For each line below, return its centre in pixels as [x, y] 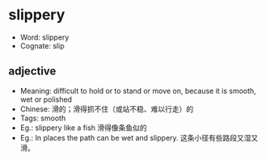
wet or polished [46, 99]
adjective [32, 72]
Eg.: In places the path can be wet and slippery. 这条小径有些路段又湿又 [139, 137]
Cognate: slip [42, 45]
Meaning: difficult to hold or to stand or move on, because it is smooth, [138, 91]
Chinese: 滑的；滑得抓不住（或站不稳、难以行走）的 [107, 109]
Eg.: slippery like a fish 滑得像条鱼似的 [83, 128]
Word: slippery [44, 37]
